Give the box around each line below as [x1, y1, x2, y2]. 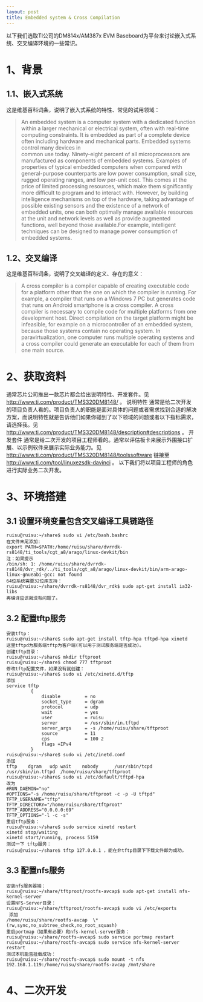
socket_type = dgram [41, 699, 104, 705]
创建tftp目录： [6, 649, 40, 655]
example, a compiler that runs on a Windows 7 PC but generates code [21, 295, 196, 303]
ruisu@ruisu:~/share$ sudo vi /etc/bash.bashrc [6, 532, 129, 539]
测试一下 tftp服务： [6, 841, 52, 848]
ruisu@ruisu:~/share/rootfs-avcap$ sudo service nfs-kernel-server [6, 939, 180, 945]
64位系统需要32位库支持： [6, 578, 62, 584]
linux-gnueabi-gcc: [6, 572, 56, 578]
